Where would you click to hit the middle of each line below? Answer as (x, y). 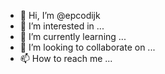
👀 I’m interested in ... (62, 26)
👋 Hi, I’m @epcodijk (60, 15)
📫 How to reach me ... (66, 58)
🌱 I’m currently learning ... (73, 36)
